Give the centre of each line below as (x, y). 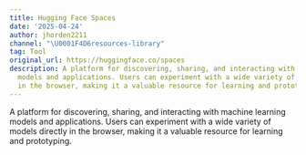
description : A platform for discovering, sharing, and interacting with (153, 69)
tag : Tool (28, 52)
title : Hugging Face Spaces (63, 18)
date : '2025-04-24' (46, 26)
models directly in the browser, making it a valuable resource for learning (147, 131)
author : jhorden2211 (49, 35)
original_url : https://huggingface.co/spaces (97, 60)
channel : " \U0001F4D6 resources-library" (87, 43)
